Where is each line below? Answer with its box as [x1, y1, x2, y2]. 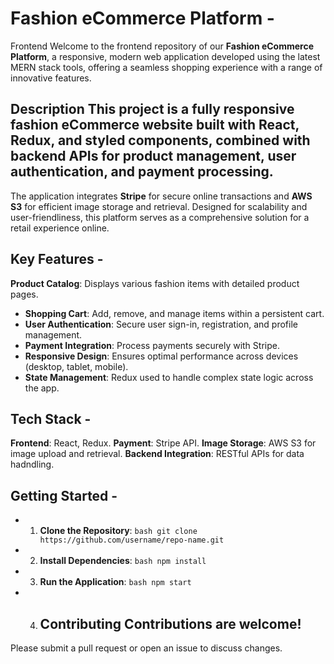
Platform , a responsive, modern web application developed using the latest [10, 50, 321, 62]
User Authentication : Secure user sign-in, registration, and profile [24, 318, 298, 330]
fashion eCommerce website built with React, [10, 117, 300, 134]
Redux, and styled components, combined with [10, 132, 311, 149]
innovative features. [10, 72, 92, 84]
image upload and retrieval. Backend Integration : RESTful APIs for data [10, 448, 305, 460]
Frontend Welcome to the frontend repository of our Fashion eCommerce [10, 40, 315, 52]
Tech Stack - [10, 410, 92, 427]
